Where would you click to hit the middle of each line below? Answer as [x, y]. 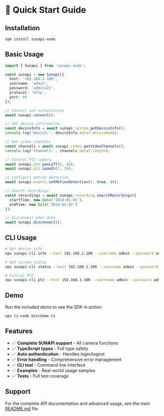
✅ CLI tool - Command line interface [49, 365]
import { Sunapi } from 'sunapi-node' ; [46, 65]
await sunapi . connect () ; [30, 115]
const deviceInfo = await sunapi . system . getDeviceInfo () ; [65, 128]
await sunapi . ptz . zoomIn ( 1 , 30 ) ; [39, 169]
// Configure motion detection [37, 178]
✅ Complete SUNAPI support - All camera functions [65, 343]
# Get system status [26, 262]
